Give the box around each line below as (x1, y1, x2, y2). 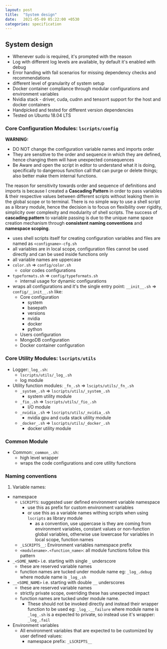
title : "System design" (5, 12, 57, 17)
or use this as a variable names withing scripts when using (27, 510, 149, 516)
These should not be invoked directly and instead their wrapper (27, 601, 159, 607)
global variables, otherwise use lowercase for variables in (35, 531, 154, 537)
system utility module (27, 393, 72, 399)
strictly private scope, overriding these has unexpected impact (20, 590, 149, 596)
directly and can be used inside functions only (12, 251, 108, 257)
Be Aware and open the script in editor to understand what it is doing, (12, 162, 156, 168)
